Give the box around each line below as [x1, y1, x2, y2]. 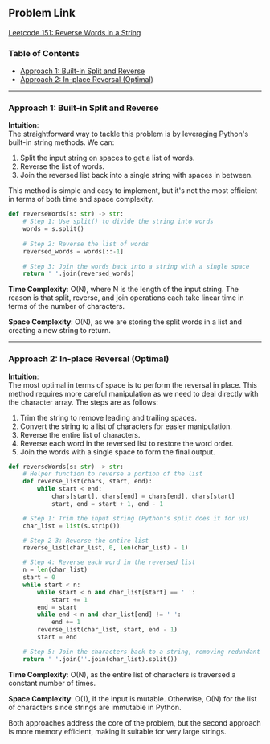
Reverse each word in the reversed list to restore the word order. [19, 438, 234, 448]
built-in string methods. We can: [8, 138, 115, 147]
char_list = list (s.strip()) [22, 522, 121, 530]
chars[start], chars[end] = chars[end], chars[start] [51, 492, 235, 501]
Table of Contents [8, 47, 80, 59]
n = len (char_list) [22, 566, 88, 574]
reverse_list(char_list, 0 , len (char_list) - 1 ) [22, 544, 189, 552]
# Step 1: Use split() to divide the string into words [22, 217, 215, 226]
